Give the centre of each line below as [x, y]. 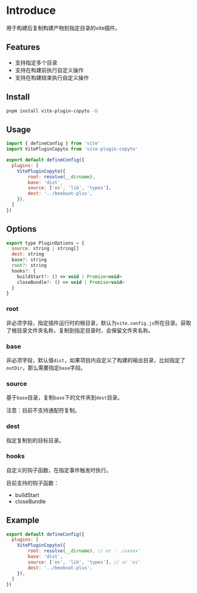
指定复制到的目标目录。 [35, 440]
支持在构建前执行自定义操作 [49, 70]
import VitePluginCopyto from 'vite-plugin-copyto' [72, 149]
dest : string [28, 254]
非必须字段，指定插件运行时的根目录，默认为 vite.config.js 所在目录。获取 [99, 322]
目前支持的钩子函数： [32, 483]
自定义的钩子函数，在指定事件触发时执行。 [59, 470]
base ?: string [29, 260]
